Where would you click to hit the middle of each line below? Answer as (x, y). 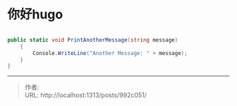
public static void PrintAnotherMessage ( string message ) (93, 40)
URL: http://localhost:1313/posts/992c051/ (85, 95)
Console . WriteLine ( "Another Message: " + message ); (110, 53)
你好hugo (35, 14)
